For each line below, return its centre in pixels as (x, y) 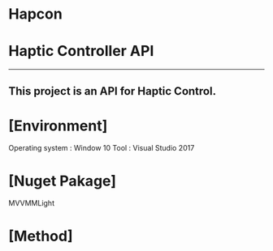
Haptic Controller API (81, 51)
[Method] (41, 236)
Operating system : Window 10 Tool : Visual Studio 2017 (102, 148)
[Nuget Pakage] (62, 181)
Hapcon (35, 14)
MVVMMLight (32, 203)
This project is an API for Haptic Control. (113, 91)
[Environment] (58, 125)
